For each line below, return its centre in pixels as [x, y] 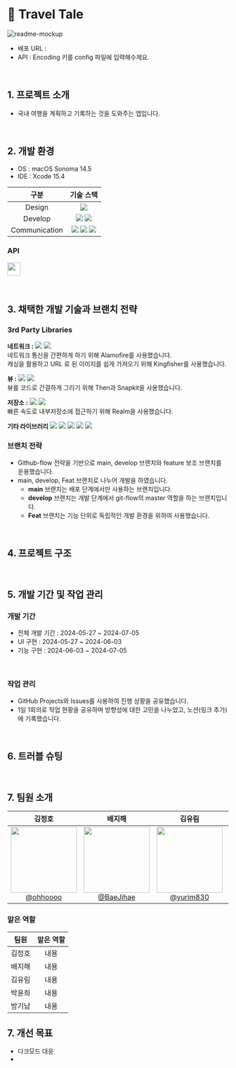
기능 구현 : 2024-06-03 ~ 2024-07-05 [72, 650]
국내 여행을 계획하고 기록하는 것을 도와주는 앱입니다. [88, 113]
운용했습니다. [35, 471]
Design [37, 207]
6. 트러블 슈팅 [35, 756]
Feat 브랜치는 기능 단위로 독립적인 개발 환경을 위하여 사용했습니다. [119, 515]
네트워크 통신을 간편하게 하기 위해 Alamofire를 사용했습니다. [90, 355]
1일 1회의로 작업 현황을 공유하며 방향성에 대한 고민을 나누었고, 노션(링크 [115, 709]
